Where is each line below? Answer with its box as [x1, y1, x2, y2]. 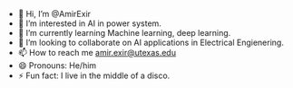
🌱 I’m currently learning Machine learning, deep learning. [17, 28, 231, 38]
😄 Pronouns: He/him [17, 60, 97, 71]
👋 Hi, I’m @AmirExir [17, 9, 92, 19]
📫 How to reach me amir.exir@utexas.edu [17, 48, 177, 57]
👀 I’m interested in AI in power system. [17, 18, 161, 29]
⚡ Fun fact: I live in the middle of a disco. [17, 70, 171, 81]
